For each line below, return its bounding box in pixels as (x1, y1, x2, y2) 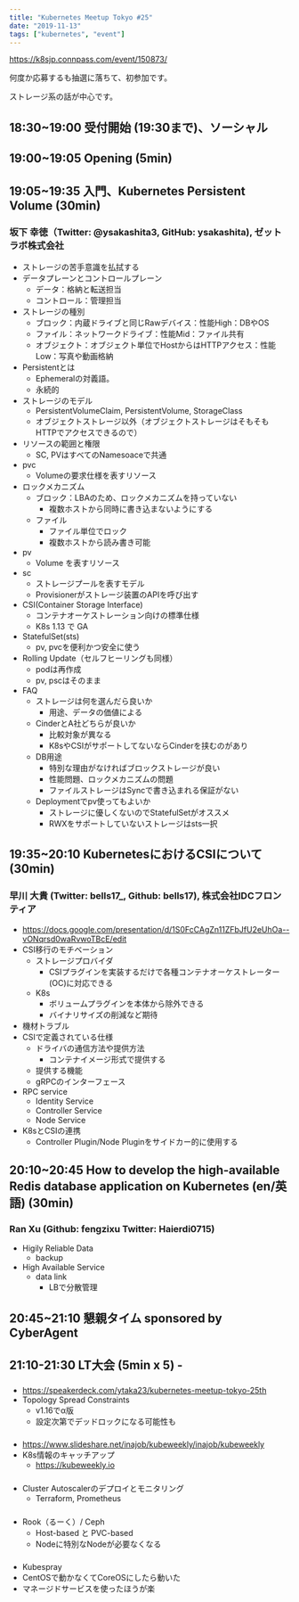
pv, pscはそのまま (35, 675, 102, 686)
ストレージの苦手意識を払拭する (21, 261, 140, 272)
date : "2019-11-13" (9, 21, 82, 30)
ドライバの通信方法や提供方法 (35, 1042, 145, 1053)
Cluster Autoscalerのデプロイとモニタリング (21, 1483, 184, 1493)
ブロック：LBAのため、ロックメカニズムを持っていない (35, 492, 238, 503)
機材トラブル (21, 1020, 69, 1031)
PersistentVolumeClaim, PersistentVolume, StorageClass (35, 405, 243, 415)
